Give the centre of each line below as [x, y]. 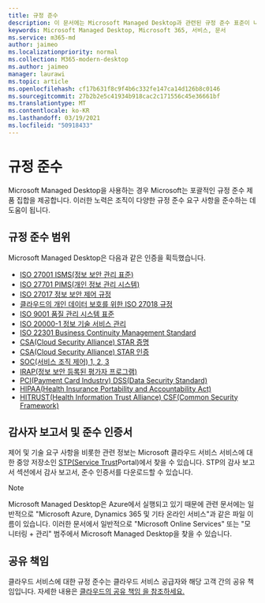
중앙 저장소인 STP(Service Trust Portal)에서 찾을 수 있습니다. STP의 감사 [128, 463]
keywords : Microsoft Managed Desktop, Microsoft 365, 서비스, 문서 [117, 30]
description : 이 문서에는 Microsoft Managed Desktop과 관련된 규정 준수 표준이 [129, 23]
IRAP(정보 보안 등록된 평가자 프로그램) [78, 371]
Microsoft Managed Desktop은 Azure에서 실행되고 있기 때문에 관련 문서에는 [127, 504]
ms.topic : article [38, 81]
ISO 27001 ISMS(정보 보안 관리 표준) [77, 274]
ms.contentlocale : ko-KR [49, 111]
